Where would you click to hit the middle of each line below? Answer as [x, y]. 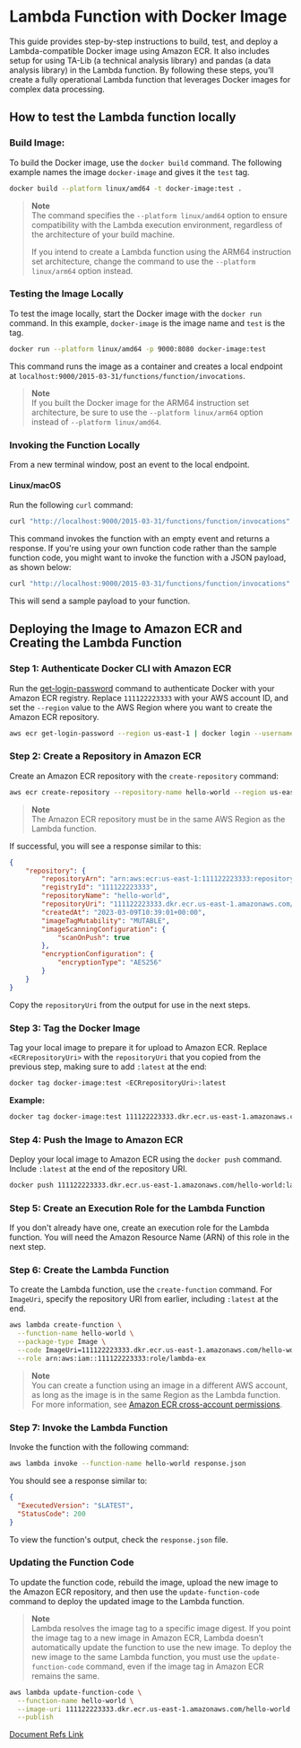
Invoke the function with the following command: [99, 1447]
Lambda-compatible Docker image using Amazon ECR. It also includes [140, 50]
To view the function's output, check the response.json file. [119, 1539]
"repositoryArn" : [73, 879]
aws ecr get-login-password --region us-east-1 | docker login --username [152, 733]
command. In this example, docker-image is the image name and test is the [147, 323]
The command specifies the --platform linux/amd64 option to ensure [159, 215]
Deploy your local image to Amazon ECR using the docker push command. [146, 1159]
